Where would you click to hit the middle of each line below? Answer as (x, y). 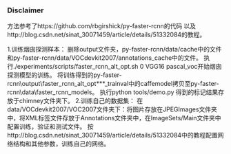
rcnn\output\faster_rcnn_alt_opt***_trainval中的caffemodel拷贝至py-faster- (113, 84)
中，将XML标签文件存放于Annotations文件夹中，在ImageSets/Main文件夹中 (114, 118)
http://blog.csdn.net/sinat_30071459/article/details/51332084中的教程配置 (113, 135)
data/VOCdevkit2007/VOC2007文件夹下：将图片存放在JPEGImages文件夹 (112, 109)
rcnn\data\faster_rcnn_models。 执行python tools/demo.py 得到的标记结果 (113, 92)
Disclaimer (26, 10)
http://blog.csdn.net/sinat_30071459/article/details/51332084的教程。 (107, 35)
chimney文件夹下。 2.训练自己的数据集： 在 (81, 101)
